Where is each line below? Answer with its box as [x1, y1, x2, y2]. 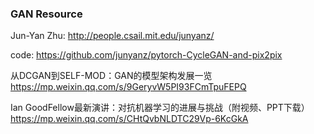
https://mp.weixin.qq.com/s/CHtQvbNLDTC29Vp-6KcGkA [10, 113, 249, 125]
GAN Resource [10, 7, 83, 21]
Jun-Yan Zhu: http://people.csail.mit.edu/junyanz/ [10, 30, 215, 42]
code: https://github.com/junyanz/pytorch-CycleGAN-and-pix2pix [10, 49, 283, 61]
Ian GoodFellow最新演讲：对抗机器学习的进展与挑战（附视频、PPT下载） [10, 102, 310, 114]
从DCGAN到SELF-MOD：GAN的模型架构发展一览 [10, 70, 213, 82]
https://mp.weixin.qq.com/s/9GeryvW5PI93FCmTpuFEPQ [10, 81, 247, 93]
